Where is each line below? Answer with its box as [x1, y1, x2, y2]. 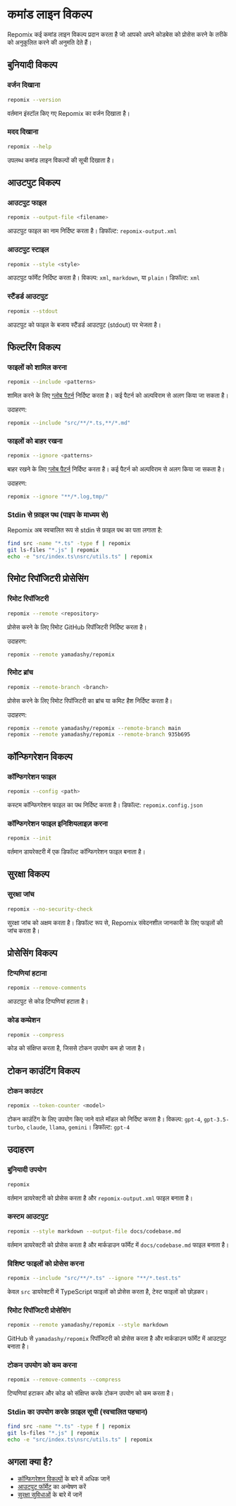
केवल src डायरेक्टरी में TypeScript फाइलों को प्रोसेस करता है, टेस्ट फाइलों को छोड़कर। [7, 1287, 209, 1296]
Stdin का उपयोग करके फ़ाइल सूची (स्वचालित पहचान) [7, 1407, 148, 1417]
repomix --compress [7, 1031, 65, 1039]
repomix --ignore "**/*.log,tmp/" [7, 494, 109, 501]
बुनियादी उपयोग [7, 1165, 47, 1175]
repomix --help [7, 143, 52, 150]
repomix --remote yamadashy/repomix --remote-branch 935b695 [7, 731, 191, 739]
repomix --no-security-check [7, 905, 93, 913]
